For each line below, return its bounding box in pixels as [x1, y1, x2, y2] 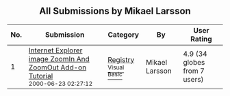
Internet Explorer [28, 46, 83, 55]
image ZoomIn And [28, 54, 90, 63]
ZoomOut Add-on [28, 63, 87, 72]
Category [107, 30, 139, 39]
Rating [190, 34, 212, 44]
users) [183, 74, 204, 84]
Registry [107, 54, 135, 64]
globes [183, 57, 205, 67]
